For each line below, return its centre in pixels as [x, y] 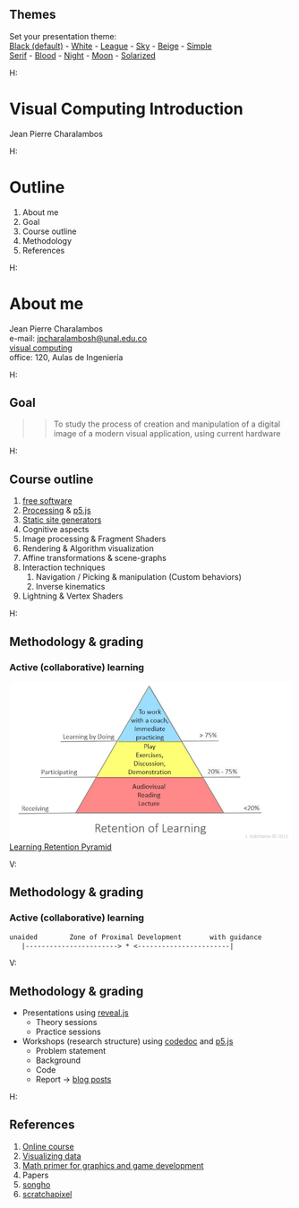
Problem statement [71, 1051]
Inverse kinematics [70, 587]
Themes [33, 15]
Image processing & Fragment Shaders [94, 539]
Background [58, 1060]
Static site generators [62, 520]
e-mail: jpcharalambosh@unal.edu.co [78, 338]
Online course [48, 1146]
